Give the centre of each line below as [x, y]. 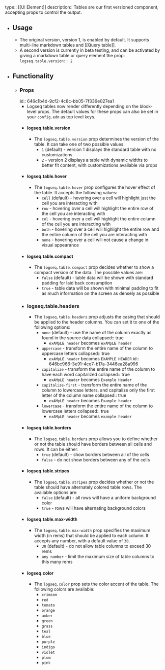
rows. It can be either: [56, 449]
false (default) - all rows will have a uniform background [99, 497]
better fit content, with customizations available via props [99, 165]
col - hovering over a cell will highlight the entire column [98, 218]
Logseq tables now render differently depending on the [83, 106]
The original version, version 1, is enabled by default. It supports [84, 39]
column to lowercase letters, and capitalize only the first [98, 390]
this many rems [57, 562]
